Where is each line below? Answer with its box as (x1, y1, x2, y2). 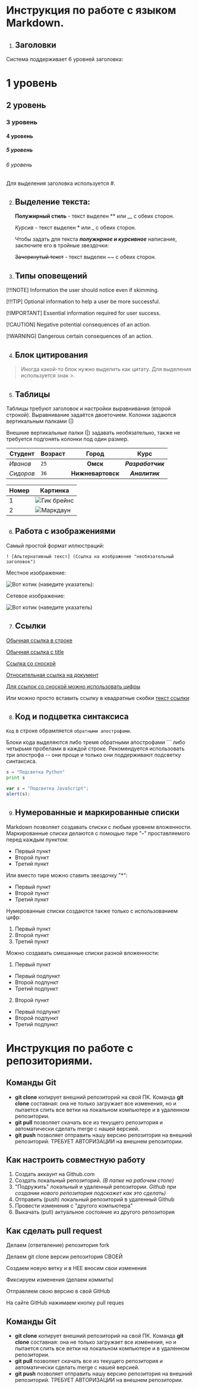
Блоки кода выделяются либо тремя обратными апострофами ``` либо (6, 739, 186, 746)
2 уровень (6, 100, 46, 110)
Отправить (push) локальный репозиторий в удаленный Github (14, 1196, 175, 1203)
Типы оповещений (14, 271, 87, 281)
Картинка (40, 486, 70, 494)
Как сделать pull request (6, 1225, 102, 1236)
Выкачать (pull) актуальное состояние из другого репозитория (14, 1208, 175, 1216)
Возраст (40, 450, 65, 458)
